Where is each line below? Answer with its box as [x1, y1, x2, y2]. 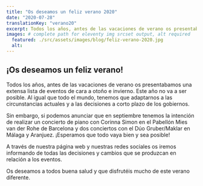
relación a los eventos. [6, 155, 62, 163]
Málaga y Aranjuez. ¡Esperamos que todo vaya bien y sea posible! [6, 131, 170, 138]
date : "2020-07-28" [6, 14, 56, 21]
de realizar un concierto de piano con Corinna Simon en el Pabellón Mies [6, 118, 188, 126]
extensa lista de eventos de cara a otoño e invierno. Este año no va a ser [6, 87, 187, 94]
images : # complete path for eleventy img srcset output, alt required [6, 31, 190, 37]
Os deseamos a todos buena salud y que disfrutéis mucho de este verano [6, 167, 190, 175]
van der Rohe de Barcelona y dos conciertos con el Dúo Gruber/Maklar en [6, 124, 190, 132]
